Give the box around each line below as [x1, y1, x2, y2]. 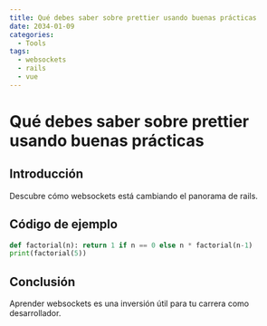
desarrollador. [9, 308, 62, 319]
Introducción [9, 167, 84, 182]
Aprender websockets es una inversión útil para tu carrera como [9, 298, 250, 309]
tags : [9, 47, 30, 56]
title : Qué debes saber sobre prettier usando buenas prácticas [9, 13, 257, 23]
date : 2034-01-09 [9, 22, 75, 31]
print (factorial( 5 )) [9, 249, 88, 258]
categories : [9, 30, 54, 39]
